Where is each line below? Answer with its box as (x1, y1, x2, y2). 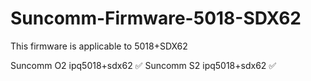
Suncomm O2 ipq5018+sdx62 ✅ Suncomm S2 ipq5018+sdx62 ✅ (10, 59, 277, 71)
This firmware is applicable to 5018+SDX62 (10, 40, 188, 52)
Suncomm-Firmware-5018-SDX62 (10, 7, 302, 30)
